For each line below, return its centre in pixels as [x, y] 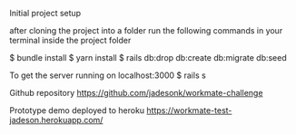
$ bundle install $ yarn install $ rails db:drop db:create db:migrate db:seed [148, 57]
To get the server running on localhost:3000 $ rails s [108, 75]
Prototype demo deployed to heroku [77, 110]
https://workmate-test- [189, 110]
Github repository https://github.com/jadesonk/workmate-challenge [136, 93]
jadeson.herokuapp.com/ [56, 120]
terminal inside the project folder [70, 40]
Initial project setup [45, 13]
